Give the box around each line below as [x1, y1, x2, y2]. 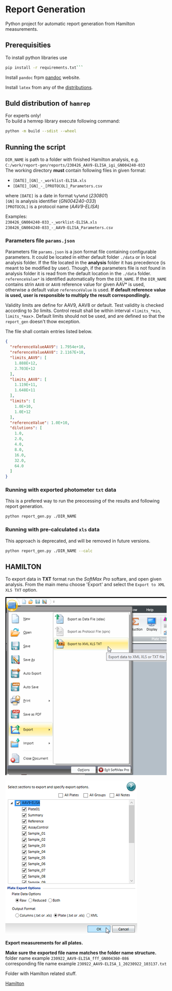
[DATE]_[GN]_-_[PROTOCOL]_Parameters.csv [12, 183, 102, 189]
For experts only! [5, 113, 41, 119]
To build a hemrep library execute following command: [5, 118, 120, 124]
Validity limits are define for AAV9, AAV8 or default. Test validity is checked [5, 302, 164, 308]
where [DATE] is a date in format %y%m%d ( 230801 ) [5, 193, 109, 199]
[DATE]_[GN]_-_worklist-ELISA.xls [12, 178, 87, 183]
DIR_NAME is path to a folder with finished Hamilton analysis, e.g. [5, 156, 139, 162]
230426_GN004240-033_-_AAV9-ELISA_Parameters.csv [5, 225, 114, 231]
